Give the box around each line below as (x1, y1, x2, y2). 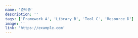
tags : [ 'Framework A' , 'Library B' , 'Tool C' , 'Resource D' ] (5, 16, 134, 21)
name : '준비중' (5, 7, 34, 12)
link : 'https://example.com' (5, 26, 65, 31)
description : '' (5, 12, 39, 17)
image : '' (5, 21, 26, 26)
